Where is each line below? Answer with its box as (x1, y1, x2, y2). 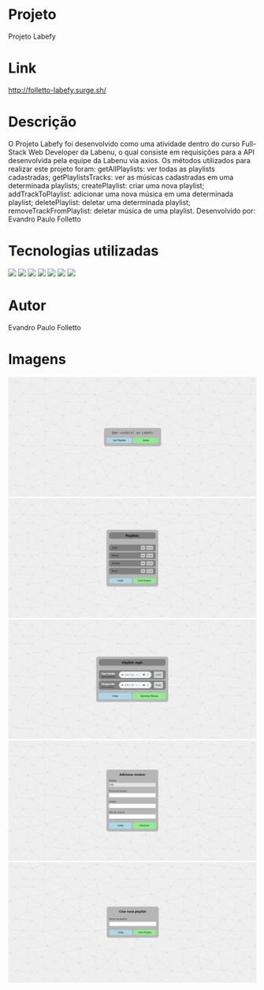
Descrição (8, 113, 77, 131)
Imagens (8, 350, 67, 368)
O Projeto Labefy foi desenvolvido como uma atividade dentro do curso (8, 139, 240, 148)
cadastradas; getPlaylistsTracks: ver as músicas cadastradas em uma (8, 172, 234, 182)
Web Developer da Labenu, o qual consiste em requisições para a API (28, 147, 255, 157)
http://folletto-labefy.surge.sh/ (8, 85, 106, 95)
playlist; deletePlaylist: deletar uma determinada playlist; (8, 197, 191, 207)
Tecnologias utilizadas (8, 242, 159, 259)
